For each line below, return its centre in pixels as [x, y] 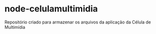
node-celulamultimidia [51, 9]
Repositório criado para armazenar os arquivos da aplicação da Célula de [78, 22]
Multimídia [15, 27]
